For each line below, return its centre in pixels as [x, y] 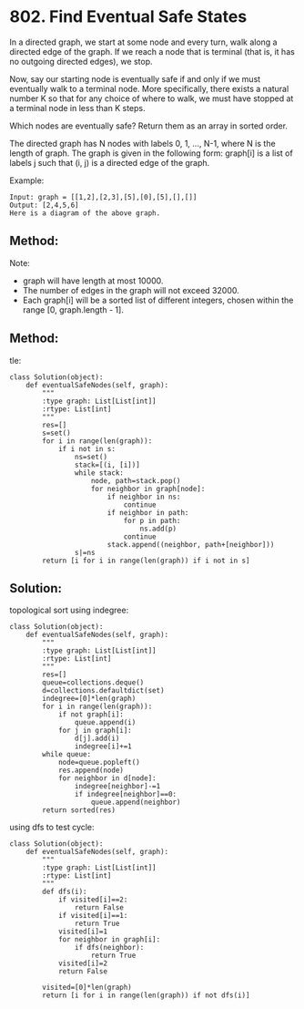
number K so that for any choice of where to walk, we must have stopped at [152, 98]
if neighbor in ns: [144, 497]
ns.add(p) [158, 529]
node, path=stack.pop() [136, 480]
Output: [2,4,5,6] [44, 205]
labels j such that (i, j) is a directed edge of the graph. [110, 162]
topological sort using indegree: [69, 610]
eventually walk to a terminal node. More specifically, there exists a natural [149, 88]
